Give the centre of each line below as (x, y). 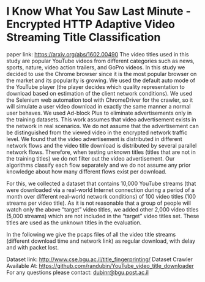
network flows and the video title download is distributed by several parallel (102, 145)
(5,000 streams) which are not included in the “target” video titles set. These (103, 216)
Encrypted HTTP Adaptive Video (91, 24)
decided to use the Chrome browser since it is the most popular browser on (102, 74)
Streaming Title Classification (84, 37)
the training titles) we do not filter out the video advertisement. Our (91, 158)
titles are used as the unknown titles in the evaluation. (74, 223)
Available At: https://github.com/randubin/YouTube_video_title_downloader (100, 265)
